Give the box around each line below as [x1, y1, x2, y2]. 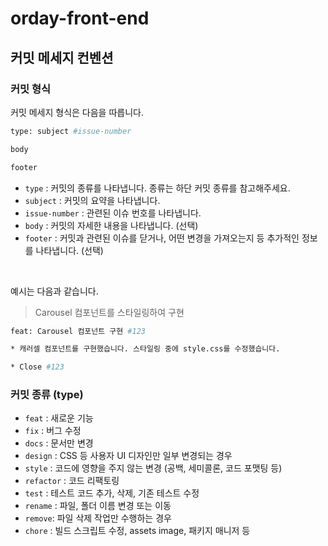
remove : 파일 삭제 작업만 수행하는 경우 [24, 512, 172, 524]
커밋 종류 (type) [10, 388, 84, 402]
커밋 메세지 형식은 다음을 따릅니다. [10, 106, 144, 118]
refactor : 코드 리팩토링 [24, 475, 120, 487]
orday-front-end [10, 7, 150, 30]
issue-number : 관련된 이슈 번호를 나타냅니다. [24, 207, 202, 219]
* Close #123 [10, 362, 65, 372]
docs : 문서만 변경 [24, 437, 94, 449]
